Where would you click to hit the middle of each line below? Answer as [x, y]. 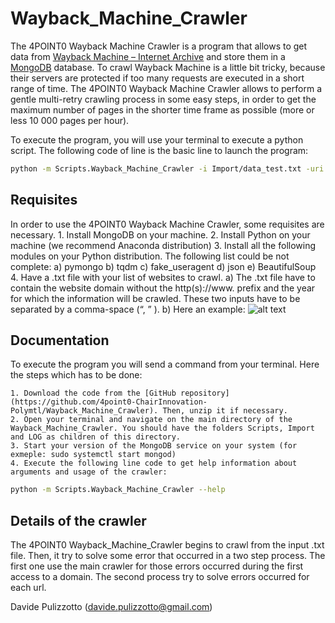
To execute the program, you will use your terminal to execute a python [157, 139]
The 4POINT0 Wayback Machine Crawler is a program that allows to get [159, 46]
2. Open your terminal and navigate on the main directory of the [151, 420]
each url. [28, 588]
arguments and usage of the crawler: [89, 472]
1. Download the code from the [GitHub [93, 393]
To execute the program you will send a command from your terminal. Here [165, 364]
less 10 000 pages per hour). [70, 120]
